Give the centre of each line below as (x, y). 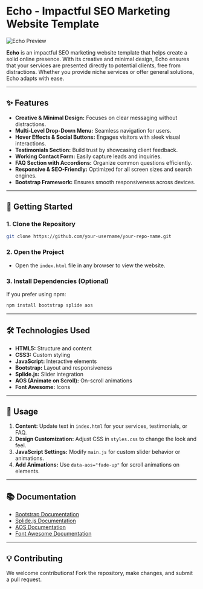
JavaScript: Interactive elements (56, 361)
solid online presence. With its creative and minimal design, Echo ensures (98, 59)
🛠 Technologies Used (48, 331)
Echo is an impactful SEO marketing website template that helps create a (97, 52)
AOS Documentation (40, 527)
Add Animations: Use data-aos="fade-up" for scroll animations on (97, 465)
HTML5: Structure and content (53, 348)
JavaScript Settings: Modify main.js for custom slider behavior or (98, 452)
